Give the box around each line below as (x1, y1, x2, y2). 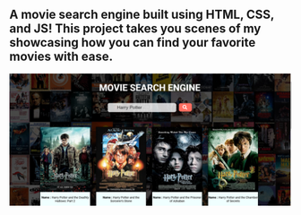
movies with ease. (9, 49, 114, 64)
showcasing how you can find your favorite (9, 35, 256, 50)
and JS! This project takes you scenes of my (9, 21, 262, 37)
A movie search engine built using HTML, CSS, (9, 7, 275, 22)
